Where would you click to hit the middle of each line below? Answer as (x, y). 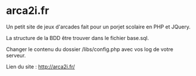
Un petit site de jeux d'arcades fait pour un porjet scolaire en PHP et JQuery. (98, 27)
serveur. (16, 55)
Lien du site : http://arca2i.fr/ (40, 66)
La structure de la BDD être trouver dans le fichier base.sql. (78, 38)
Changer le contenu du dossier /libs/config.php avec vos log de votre (90, 49)
